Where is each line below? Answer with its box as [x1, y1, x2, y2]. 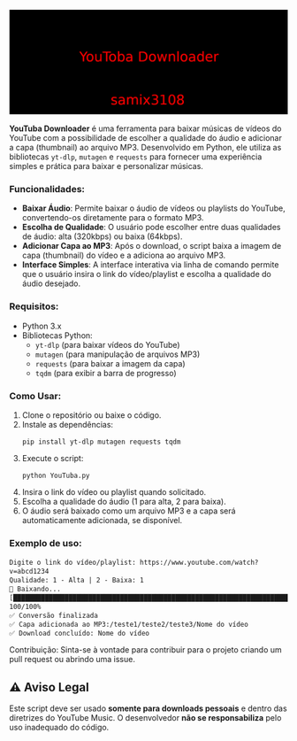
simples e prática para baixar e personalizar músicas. [9, 161, 203, 171]
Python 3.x [21, 320, 62, 331]
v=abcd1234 [9, 567, 49, 576]
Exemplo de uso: [9, 536, 82, 549]
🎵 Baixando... [9, 585, 62, 594]
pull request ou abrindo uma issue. [9, 654, 135, 665]
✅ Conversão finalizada [9, 612, 99, 621]
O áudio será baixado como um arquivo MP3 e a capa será [21, 506, 236, 516]
